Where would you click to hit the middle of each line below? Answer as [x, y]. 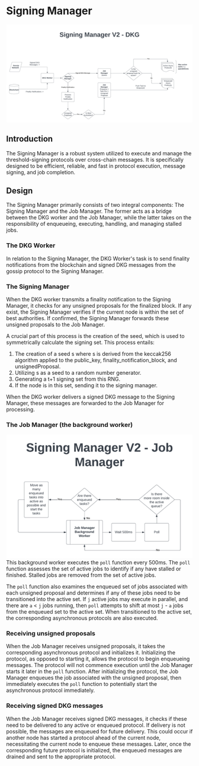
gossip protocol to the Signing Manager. [55, 271]
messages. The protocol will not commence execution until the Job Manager [99, 665]
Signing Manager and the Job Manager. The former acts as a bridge [89, 211]
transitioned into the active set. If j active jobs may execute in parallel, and [97, 599]
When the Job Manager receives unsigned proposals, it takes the [86, 646]
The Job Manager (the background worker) [70, 425]
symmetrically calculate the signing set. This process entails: [81, 342]
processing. [21, 409]
